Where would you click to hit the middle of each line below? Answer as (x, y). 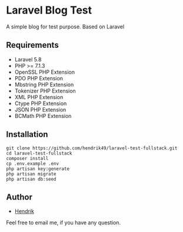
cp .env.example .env (33, 164)
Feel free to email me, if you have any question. (64, 223)
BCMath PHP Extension (43, 116)
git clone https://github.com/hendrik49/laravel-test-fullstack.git (92, 148)
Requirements (32, 45)
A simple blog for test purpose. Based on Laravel (65, 27)
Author (19, 197)
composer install (27, 158)
